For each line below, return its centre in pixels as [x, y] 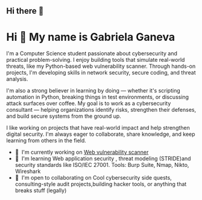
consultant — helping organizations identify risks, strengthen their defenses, [101, 110]
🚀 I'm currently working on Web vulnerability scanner [82, 152]
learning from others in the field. [46, 141]
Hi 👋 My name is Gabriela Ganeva [91, 37]
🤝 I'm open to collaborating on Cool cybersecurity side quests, [93, 178]
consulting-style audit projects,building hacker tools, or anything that [101, 184]
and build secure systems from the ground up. [64, 116]
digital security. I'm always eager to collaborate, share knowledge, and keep [101, 134]
